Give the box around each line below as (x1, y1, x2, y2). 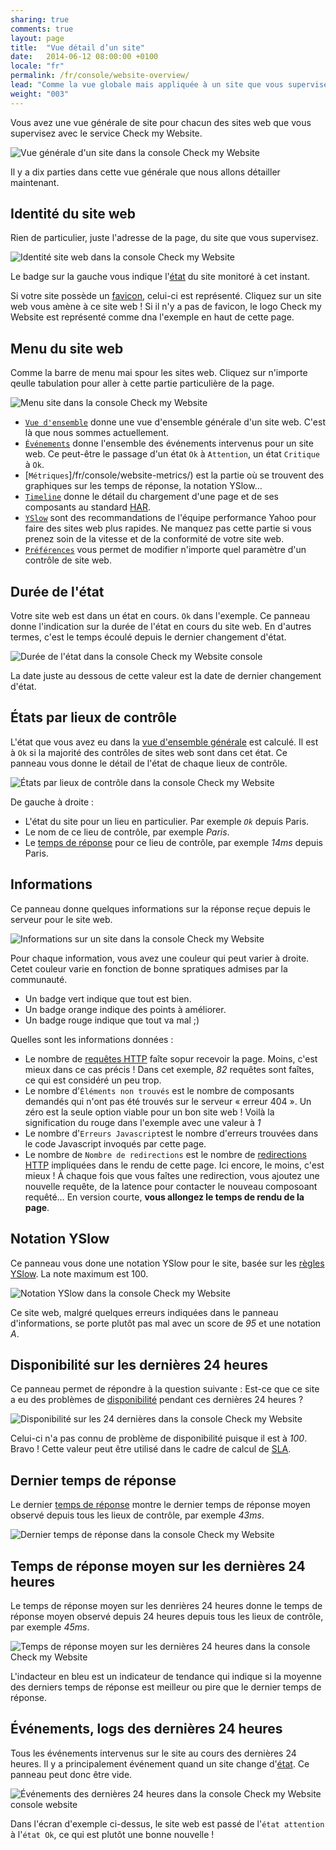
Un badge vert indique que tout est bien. (24, 992, 192, 1005)
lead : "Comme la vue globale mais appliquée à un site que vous (10, 80, 284, 90)
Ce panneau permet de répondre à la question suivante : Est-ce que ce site (10, 1383, 320, 1395)
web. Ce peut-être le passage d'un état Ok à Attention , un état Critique (24, 448, 320, 460)
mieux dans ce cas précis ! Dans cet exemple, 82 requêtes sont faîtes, (24, 1063, 315, 1075)
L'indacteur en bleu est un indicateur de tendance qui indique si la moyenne (10, 1670, 322, 1682)
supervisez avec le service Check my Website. (10, 127, 203, 139)
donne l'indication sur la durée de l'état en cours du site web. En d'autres (10, 621, 312, 633)
